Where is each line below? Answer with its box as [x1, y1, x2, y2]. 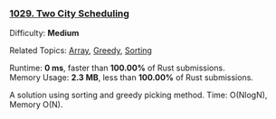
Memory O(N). [9, 99, 63, 110]
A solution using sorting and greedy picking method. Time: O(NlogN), [9, 89, 268, 101]
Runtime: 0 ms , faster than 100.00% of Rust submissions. [9, 62, 225, 74]
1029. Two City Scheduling [9, 7, 129, 20]
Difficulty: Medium [9, 28, 80, 39]
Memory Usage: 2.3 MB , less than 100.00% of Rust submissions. [9, 72, 253, 83]
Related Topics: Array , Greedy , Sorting [9, 45, 152, 56]
